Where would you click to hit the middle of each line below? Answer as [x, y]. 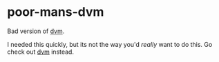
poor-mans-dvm [56, 12]
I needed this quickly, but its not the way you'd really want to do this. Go [110, 44]
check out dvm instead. [41, 52]
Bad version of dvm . [36, 31]
